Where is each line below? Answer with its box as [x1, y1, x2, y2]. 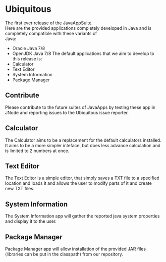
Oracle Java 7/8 [12, 45, 45, 51]
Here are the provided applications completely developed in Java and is [5, 25, 152, 31]
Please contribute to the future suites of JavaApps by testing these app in [5, 104, 156, 110]
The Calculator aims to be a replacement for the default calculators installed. [5, 137, 162, 143]
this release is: [12, 55, 42, 61]
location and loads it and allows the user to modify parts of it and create [5, 180, 152, 186]
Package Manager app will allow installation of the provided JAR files [5, 246, 146, 252]
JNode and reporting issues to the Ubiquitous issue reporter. [5, 109, 129, 115]
